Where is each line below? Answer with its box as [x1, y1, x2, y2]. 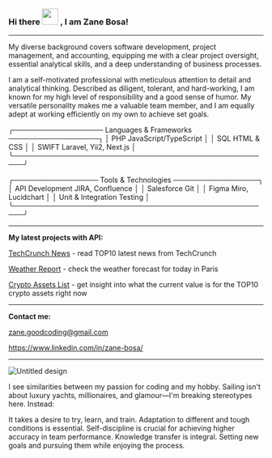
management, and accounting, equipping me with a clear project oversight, [8, 51, 259, 61]
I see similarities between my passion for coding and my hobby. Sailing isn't [8, 382, 261, 392]
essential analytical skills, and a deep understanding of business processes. [8, 59, 262, 69]
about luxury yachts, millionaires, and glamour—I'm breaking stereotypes [8, 391, 253, 401]
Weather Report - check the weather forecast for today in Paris [8, 264, 219, 274]
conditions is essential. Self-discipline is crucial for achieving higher [8, 423, 235, 433]
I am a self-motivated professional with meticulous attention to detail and [8, 75, 252, 85]
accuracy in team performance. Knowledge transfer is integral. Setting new [8, 432, 259, 442]
